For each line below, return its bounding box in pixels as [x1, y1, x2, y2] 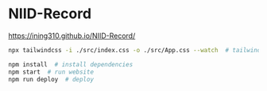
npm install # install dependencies [8, 60, 133, 68]
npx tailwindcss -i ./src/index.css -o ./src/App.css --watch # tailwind [8, 46, 261, 54]
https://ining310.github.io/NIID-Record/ [8, 31, 136, 40]
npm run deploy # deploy [8, 75, 94, 83]
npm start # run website [8, 68, 94, 76]
